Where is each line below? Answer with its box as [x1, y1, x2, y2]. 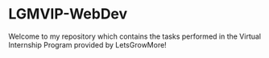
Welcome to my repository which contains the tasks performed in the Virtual [8, 31, 262, 41]
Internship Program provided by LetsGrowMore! [8, 39, 167, 49]
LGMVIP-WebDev [8, 5, 128, 23]
